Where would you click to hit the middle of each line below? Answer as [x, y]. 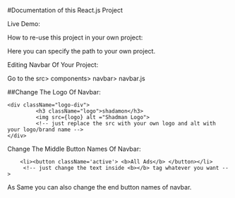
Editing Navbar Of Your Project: [53, 65]
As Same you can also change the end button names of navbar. [100, 187]
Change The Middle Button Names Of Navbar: [74, 149]
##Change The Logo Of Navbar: [54, 92]
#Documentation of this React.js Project [65, 10]
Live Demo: [24, 24]
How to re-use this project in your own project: [75, 37]
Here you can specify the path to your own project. [82, 51]
